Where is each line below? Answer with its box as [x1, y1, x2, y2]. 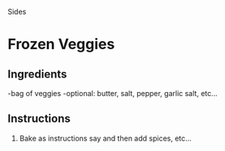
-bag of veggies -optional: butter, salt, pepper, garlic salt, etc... [7, 89, 219, 98]
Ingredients [7, 67, 67, 81]
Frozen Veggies [7, 36, 115, 53]
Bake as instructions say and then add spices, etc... [19, 133, 192, 143]
